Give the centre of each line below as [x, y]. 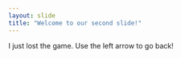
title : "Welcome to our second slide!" [75, 23]
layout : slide [32, 15]
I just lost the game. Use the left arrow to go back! [91, 45]
